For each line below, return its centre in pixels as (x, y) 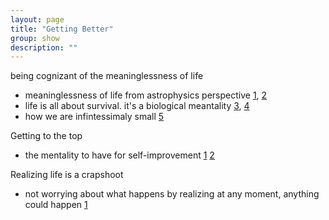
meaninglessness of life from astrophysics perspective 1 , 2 (146, 95)
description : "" (44, 47)
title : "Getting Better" (62, 29)
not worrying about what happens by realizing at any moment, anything (172, 194)
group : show (35, 38)
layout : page (37, 19)
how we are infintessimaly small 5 (94, 117)
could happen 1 (56, 205)
